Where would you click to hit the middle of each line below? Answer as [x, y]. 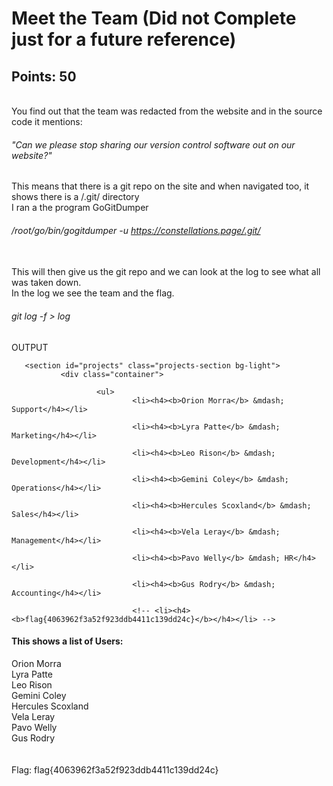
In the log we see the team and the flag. [93, 293]
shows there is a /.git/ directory [75, 197]
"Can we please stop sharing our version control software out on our [153, 144]
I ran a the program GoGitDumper [80, 208]
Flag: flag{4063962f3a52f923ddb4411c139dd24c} [115, 769]
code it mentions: [47, 121]
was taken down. [46, 283]
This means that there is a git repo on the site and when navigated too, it [160, 186]
